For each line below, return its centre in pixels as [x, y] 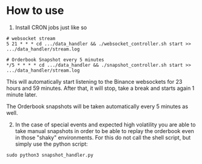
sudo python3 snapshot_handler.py [50, 155]
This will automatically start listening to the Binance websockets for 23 [94, 81]
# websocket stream [31, 38]
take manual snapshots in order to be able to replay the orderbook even [104, 131]
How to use [35, 11]
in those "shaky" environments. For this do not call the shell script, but [103, 137]
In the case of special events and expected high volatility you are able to [105, 125]
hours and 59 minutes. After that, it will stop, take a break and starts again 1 [100, 88]
